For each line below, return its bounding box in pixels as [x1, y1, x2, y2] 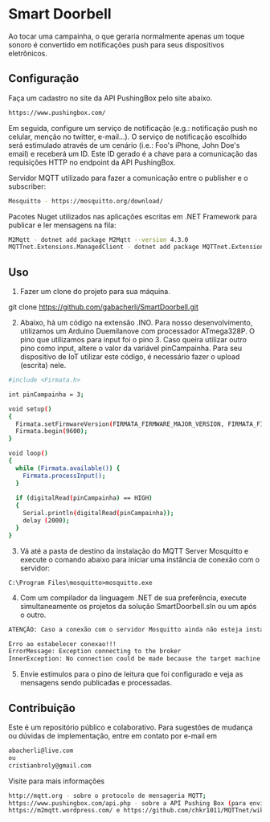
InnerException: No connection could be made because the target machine [8, 655, 261, 663]
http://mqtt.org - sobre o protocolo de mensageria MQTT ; [8, 791, 207, 800]
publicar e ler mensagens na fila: [8, 220, 117, 230]
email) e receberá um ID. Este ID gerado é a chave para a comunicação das [8, 149, 258, 158]
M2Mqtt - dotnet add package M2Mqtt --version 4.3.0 [8, 235, 189, 243]
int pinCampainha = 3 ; [8, 391, 84, 399]
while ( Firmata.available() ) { [15, 464, 121, 472]
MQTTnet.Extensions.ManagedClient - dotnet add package [8, 243, 199, 252]
